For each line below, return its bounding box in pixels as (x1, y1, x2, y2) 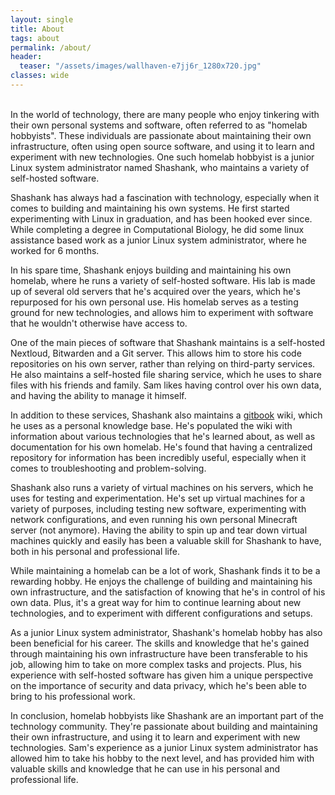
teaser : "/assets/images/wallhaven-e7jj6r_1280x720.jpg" (19, 61, 262, 71)
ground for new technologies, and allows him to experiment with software (10, 306, 314, 318)
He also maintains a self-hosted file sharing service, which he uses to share (10, 368, 322, 380)
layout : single (10, 14, 74, 25)
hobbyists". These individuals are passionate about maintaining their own (10, 129, 312, 141)
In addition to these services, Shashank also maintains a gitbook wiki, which (10, 409, 323, 421)
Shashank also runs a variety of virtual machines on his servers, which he (10, 481, 314, 493)
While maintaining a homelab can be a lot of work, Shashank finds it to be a (10, 564, 321, 576)
